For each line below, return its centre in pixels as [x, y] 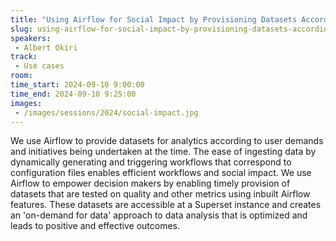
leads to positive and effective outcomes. [95, 226]
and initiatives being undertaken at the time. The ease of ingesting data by [163, 152]
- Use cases [39, 66]
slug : [21, 29]
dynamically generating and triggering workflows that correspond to [151, 162]
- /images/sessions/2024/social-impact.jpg [106, 112]
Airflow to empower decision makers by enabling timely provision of [150, 183]
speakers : [31, 38]
